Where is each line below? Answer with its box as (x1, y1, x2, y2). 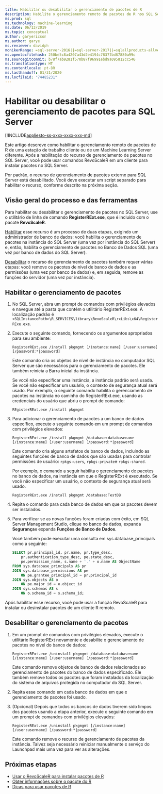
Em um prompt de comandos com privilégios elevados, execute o (12, 631, 143, 637)
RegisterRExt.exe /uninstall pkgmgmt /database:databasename (12, 651, 139, 656)
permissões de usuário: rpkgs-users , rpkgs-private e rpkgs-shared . (12, 459, 146, 464)
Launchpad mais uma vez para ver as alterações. (12, 746, 111, 752)
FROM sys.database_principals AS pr (12, 563, 86, 568)
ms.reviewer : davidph (5, 43, 49, 48)
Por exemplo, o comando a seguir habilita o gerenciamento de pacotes (12, 468, 154, 474)
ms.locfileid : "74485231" (5, 75, 57, 80)
